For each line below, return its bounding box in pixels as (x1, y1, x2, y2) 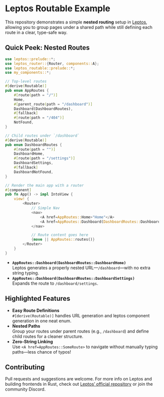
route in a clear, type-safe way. (5, 29, 67, 35)
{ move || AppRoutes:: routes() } (31, 237, 95, 242)
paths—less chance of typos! (12, 349, 72, 355)
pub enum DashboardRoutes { (5, 142, 62, 147)
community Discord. (5, 386, 46, 392)
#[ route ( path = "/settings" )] (14, 156, 76, 161)
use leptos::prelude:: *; (5, 57, 56, 62)
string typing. (12, 270, 39, 276)
